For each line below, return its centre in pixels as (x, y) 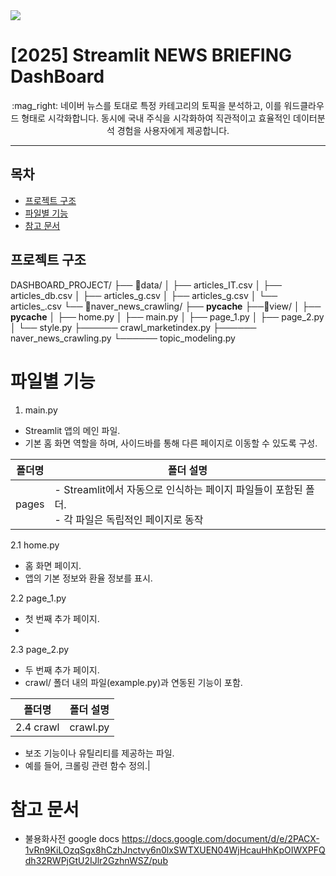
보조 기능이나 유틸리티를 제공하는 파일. (99, 753)
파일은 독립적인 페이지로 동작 (139, 519)
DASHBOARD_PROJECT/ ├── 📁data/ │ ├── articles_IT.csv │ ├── (146, 285)
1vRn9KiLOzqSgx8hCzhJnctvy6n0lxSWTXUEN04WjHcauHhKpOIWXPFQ (175, 850)
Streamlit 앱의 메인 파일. (72, 430)
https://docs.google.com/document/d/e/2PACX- (220, 839)
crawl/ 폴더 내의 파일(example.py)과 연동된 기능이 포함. (133, 682)
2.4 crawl (37, 727)
